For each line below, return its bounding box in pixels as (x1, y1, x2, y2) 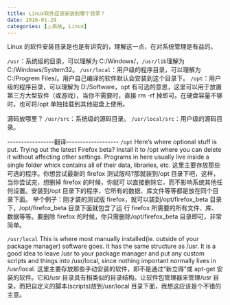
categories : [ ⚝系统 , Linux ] (7, 23, 87, 30)
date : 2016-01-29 (7, 16, 57, 23)
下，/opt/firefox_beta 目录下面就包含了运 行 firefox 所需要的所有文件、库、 (7, 204, 218, 212)
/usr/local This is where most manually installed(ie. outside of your (7, 235, 199, 243)
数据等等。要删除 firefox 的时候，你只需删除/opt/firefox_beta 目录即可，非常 (7, 212, 222, 221)
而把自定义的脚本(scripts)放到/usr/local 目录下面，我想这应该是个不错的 (19, 282, 222, 291)
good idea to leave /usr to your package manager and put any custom (7, 249, 205, 258)
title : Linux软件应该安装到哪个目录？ (7, 10, 106, 17)
